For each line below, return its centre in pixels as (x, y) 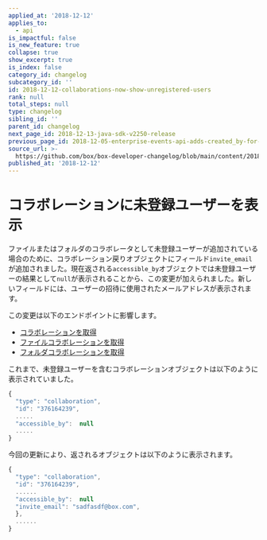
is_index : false (35, 68)
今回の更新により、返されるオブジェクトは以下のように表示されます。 (122, 455)
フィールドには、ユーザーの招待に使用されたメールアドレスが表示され (130, 289)
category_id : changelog (48, 75)
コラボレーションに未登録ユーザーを (126, 206)
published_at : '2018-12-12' (55, 164)
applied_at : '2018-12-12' (51, 16)
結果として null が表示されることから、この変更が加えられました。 (130, 278)
